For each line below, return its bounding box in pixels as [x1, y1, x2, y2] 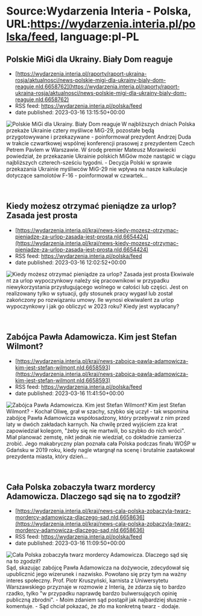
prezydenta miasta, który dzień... [6, 453, 88, 460]
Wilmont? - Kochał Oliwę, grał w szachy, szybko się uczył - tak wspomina [6, 407, 189, 415]
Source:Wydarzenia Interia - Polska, [6, 4, 191, 18]
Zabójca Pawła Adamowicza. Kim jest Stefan [6, 332, 177, 342]
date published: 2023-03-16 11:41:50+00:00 [14, 389, 125, 397]
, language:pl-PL [54, 30, 139, 44]
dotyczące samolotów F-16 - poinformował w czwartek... [6, 172, 148, 179]
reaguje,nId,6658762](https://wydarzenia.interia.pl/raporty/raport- [14, 83, 180, 90]
